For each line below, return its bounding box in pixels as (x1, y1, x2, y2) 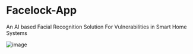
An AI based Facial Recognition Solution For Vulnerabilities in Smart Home (6, 23, 187, 30)
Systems (6, 29, 28, 36)
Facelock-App (6, 4, 77, 17)
